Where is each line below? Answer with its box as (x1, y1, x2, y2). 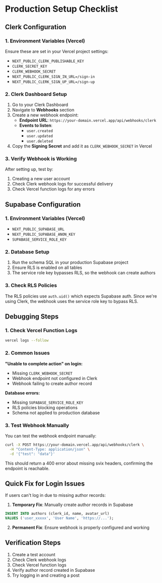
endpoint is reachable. (5, 465, 50, 471)
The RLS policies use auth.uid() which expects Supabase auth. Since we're (5, 293, 157, 299)
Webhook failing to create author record (12, 380, 92, 386)
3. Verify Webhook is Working (5, 155, 77, 162)
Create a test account (12, 551, 56, 557)
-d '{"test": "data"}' (9, 451, 55, 456)
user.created (26, 129, 53, 133)
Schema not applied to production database (12, 410, 100, 415)
